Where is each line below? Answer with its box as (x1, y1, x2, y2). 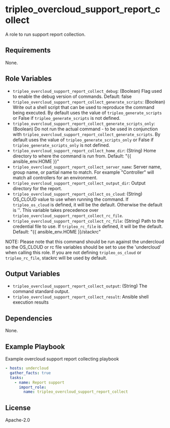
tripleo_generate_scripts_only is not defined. (12, 142, 110, 148)
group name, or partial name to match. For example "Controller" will (12, 169, 154, 175)
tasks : (10, 375, 24, 380)
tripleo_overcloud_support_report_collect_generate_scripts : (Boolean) (12, 98, 165, 105)
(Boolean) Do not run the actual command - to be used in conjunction (12, 126, 158, 132)
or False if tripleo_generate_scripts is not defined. (12, 115, 121, 121)
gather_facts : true (10, 370, 51, 376)
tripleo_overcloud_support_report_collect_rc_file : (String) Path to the (12, 218, 164, 224)
